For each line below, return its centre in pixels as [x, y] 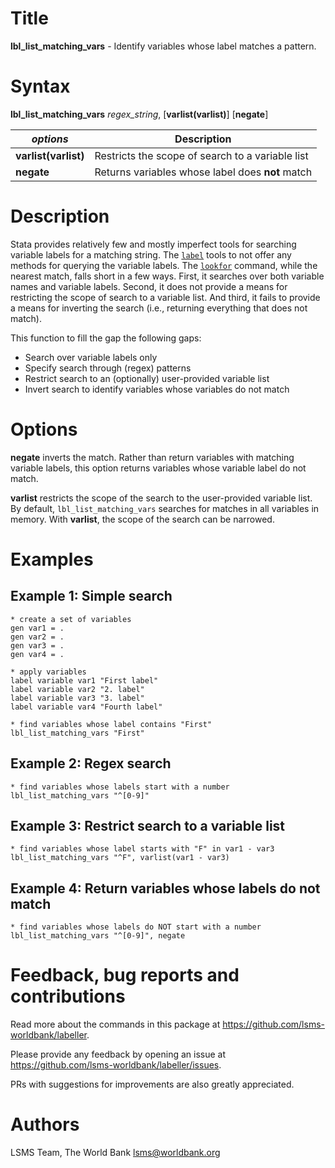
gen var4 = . [37, 654]
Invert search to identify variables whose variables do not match [157, 389]
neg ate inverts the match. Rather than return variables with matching [152, 457]
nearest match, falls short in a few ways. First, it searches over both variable [167, 276]
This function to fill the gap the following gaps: [106, 338]
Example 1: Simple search [91, 596]
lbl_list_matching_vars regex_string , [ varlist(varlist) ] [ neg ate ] [139, 114]
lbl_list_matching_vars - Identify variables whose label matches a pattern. [163, 46]
